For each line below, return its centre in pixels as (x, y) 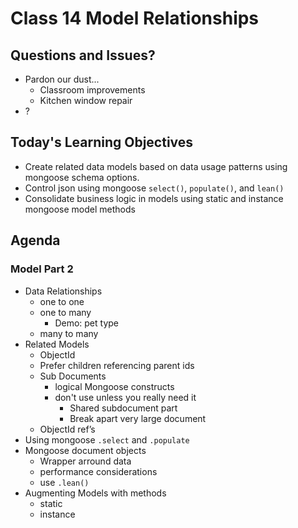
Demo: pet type (86, 323)
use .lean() (64, 482)
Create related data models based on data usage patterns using (156, 166)
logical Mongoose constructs (114, 386)
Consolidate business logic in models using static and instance (154, 198)
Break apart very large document (138, 418)
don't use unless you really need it (125, 397)
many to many (69, 333)
